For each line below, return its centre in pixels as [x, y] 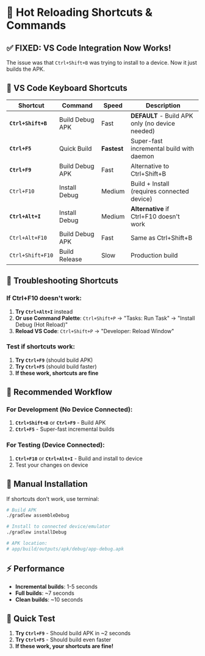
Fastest [113, 148]
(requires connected [160, 191]
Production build [154, 255]
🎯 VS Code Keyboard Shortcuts [67, 88]
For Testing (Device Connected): [56, 445]
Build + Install [150, 184]
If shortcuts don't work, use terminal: [53, 499]
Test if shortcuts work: [41, 347]
